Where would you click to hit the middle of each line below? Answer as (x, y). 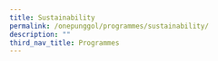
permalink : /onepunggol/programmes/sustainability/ (109, 26)
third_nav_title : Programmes (64, 43)
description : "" (40, 34)
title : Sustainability (52, 17)
